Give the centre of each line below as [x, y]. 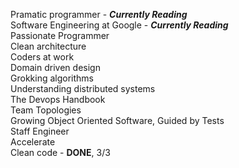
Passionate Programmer [60, 35]
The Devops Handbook [58, 99]
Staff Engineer [40, 131]
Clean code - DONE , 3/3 [60, 152]
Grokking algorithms [52, 78]
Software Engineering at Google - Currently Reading [119, 25]
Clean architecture [48, 46]
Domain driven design [55, 67]
